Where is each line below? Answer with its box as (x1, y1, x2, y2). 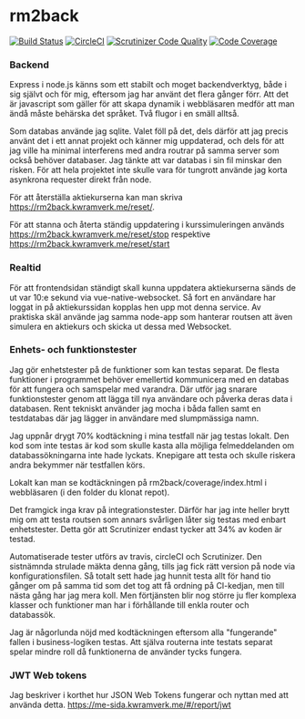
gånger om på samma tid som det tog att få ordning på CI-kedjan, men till (9, 580, 285, 591)
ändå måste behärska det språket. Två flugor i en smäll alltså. (9, 108, 239, 119)
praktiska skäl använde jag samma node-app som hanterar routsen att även (9, 311, 293, 322)
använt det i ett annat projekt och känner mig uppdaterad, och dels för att (9, 136, 285, 147)
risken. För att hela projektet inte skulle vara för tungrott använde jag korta (9, 165, 289, 176)
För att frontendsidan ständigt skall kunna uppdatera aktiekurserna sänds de (9, 282, 296, 293)
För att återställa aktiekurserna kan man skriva (9, 192, 184, 203)
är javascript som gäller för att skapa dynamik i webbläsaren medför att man (9, 98, 295, 109)
